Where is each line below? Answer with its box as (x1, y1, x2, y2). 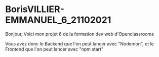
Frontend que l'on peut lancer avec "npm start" (5, 46, 104, 52)
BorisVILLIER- (5, 4, 65, 15)
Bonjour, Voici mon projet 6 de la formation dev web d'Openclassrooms (5, 31, 154, 37)
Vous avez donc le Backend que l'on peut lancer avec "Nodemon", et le (5, 40, 154, 46)
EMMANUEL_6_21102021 (5, 14, 111, 26)
